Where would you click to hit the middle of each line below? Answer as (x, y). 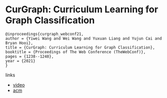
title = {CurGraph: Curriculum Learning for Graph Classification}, (80, 47)
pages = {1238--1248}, (30, 56)
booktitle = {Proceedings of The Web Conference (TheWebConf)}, (76, 52)
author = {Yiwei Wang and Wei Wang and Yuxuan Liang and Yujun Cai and (83, 38)
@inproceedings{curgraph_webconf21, (44, 34)
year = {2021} (21, 61)
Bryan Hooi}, (19, 43)
